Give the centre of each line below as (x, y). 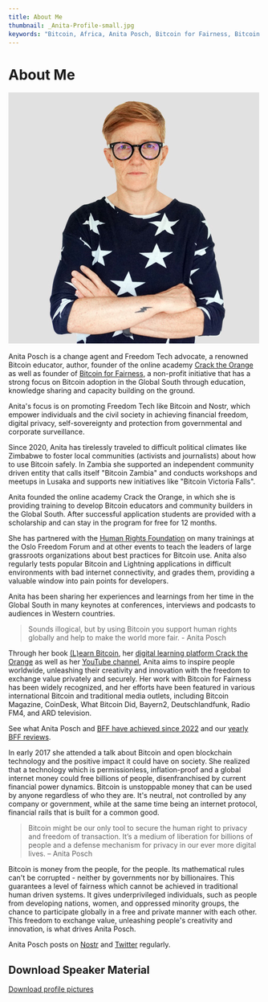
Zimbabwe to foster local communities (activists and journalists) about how (132, 456)
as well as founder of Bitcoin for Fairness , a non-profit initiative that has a (130, 374)
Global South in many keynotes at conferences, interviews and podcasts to (132, 605)
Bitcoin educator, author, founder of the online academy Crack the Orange (131, 365)
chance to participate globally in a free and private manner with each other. (133, 912)
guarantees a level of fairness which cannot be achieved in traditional (123, 886)
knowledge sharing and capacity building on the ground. (102, 391)
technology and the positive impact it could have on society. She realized (129, 761)
